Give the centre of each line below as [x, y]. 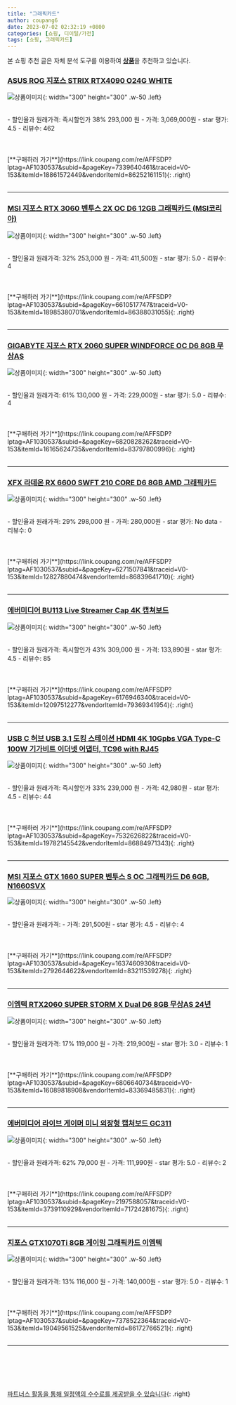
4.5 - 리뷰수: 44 [29, 796]
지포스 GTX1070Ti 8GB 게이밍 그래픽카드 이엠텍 [85, 1242]
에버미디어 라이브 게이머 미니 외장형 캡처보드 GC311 [90, 1123]
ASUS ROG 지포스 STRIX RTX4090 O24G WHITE [90, 81]
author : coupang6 [33, 20]
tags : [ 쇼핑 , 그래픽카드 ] [40, 40]
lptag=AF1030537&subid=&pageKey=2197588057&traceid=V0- [98, 1201]
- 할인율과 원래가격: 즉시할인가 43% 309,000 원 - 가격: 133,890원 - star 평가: [115, 649]
